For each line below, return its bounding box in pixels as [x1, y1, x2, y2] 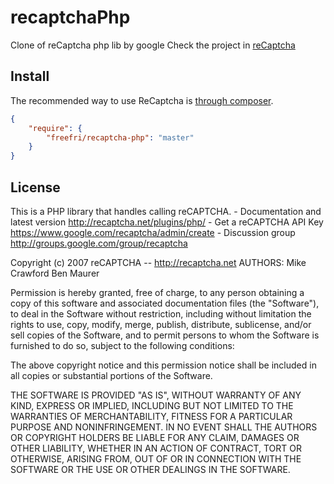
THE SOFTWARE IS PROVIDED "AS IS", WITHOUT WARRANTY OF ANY [10, 389, 302, 401]
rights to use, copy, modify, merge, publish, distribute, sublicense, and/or [10, 318, 312, 330]
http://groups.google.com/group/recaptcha [10, 237, 188, 249]
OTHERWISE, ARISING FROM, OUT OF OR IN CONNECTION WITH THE [10, 452, 302, 465]
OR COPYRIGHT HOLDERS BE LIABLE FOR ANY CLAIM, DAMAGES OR [10, 431, 300, 443]
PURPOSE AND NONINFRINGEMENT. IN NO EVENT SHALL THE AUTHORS [10, 421, 318, 433]
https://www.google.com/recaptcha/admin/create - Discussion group [10, 226, 296, 238]
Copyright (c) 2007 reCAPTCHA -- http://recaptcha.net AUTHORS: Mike [10, 256, 307, 268]
